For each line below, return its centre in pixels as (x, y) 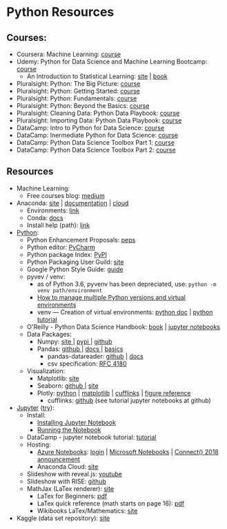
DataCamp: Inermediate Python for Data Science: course (97, 135)
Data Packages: (49, 334)
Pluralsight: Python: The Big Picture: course (78, 83)
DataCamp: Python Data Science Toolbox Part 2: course (96, 150)
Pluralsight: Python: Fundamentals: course (77, 98)
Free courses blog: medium (66, 195)
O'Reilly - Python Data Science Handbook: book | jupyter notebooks (123, 327)
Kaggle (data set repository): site (63, 518)
